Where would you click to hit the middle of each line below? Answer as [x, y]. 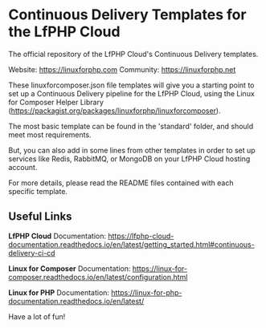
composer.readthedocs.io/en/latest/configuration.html [98, 277]
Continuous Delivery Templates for [127, 15]
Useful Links [40, 217]
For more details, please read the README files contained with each [121, 183]
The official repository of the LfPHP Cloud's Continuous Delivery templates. [133, 54]
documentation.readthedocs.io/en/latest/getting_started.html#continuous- [131, 244]
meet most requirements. [50, 135]
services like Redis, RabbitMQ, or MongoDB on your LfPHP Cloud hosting [129, 159]
